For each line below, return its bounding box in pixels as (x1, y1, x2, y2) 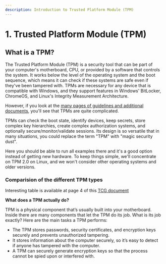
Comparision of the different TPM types (5, 176, 103, 183)
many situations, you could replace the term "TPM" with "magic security (5, 133, 153, 139)
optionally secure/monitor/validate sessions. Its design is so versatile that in (5, 128, 160, 134)
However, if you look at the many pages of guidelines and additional (5, 103, 144, 108)
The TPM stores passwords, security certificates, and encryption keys (12, 226, 156, 233)
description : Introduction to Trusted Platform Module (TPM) (5, 7, 134, 12)
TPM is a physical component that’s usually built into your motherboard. (5, 207, 152, 212)
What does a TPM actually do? (5, 197, 69, 203)
